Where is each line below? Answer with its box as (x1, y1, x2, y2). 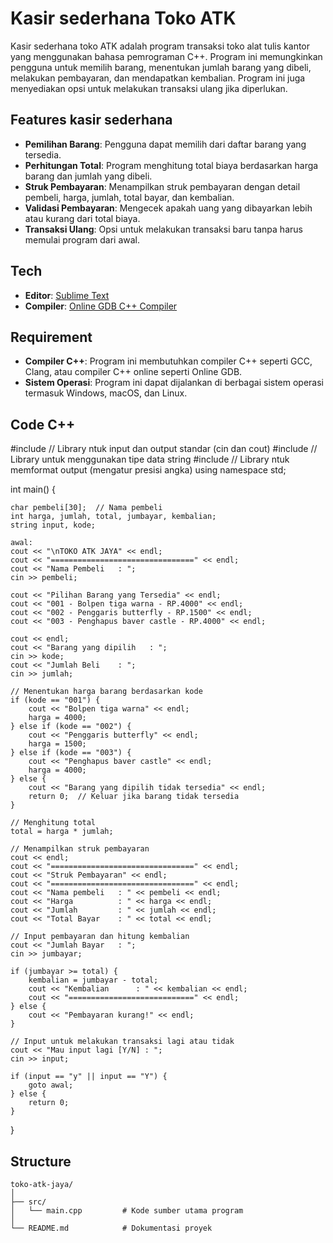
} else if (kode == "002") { (10, 722, 132, 732)
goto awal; (28, 1080, 74, 1091)
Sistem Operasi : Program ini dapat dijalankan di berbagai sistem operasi (24, 377, 325, 389)
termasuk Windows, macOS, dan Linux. (24, 387, 188, 399)
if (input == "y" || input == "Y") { (10, 1072, 168, 1082)
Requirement (10, 328, 93, 346)
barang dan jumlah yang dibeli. (24, 170, 153, 182)
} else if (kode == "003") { (10, 748, 132, 758)
